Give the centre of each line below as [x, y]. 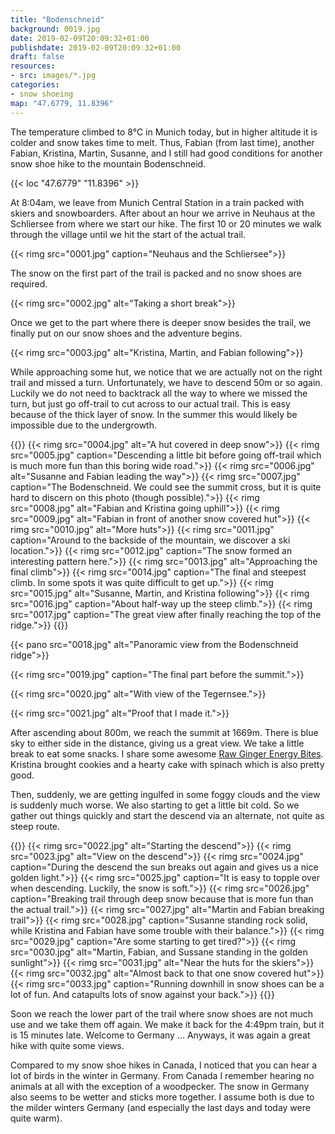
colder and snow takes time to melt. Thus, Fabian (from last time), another [162, 142]
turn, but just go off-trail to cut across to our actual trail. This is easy [150, 403]
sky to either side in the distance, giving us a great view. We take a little [157, 743]
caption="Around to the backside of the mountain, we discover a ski [150, 540]
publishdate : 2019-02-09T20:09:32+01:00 [96, 47]
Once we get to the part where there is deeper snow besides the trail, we [161, 322]
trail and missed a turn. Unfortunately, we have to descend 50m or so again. [166, 382]
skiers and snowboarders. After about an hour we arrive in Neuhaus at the [163, 213]
